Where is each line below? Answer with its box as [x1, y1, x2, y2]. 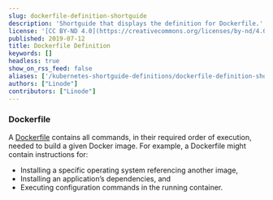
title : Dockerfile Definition [8, 42, 111, 50]
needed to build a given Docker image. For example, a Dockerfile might [8, 141, 246, 151]
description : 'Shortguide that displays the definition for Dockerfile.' [8, 19, 264, 28]
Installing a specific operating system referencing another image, [19, 165, 238, 175]
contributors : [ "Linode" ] [8, 87, 96, 96]
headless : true [8, 57, 60, 66]
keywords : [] [8, 49, 53, 57]
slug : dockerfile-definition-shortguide [8, 11, 148, 20]
